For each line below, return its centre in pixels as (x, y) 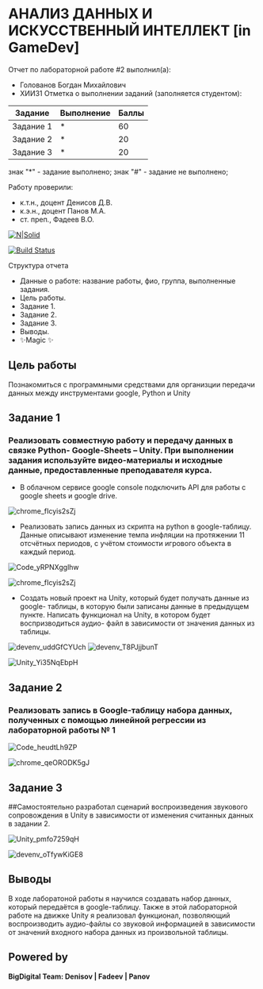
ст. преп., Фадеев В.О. (57, 219)
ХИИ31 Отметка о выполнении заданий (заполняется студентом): (131, 93)
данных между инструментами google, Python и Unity (99, 393)
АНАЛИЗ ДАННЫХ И (80, 14)
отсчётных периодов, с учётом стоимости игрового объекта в (126, 544)
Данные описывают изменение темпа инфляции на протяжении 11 (132, 535)
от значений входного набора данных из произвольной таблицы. (118, 932)
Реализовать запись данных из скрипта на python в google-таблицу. (135, 527)
